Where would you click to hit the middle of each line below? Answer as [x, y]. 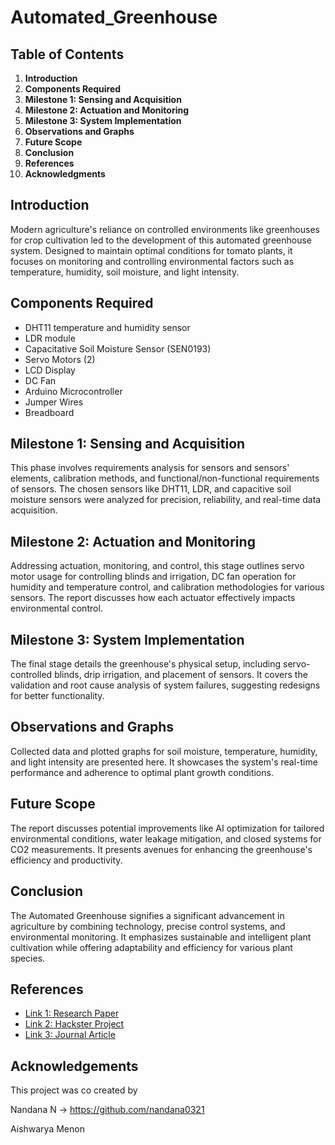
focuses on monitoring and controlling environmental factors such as [152, 261]
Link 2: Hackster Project [74, 1024]
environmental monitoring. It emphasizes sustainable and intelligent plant [161, 937]
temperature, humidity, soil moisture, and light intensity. [125, 272]
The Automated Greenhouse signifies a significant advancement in [147, 915]
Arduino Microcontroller [73, 391]
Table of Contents [67, 54]
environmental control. [56, 608]
